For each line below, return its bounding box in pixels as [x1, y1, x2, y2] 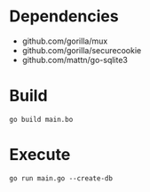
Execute [9, 145, 71, 165]
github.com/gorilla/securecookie [21, 44, 142, 55]
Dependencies [9, 6, 119, 27]
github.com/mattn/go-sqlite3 [21, 54, 129, 65]
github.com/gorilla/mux [21, 36, 108, 46]
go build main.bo [9, 115, 74, 124]
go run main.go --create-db [9, 173, 114, 183]
